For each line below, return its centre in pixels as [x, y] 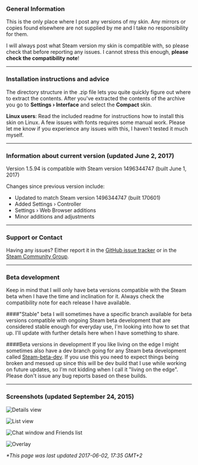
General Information [36, 9]
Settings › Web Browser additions [55, 210]
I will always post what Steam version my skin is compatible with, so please [98, 45]
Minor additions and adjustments [55, 216]
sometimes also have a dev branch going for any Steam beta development [96, 351]
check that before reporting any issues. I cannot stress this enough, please [97, 52]
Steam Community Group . [38, 256]
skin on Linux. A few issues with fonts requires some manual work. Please [96, 122]
